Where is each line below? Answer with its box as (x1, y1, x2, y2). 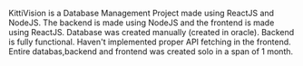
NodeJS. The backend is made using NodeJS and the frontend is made (8, 17, 275, 28)
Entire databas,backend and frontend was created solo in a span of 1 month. (8, 46, 294, 57)
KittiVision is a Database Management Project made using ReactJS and (8, 8, 274, 18)
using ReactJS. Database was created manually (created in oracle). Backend (8, 27, 295, 37)
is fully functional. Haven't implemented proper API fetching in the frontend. (8, 36, 291, 47)
